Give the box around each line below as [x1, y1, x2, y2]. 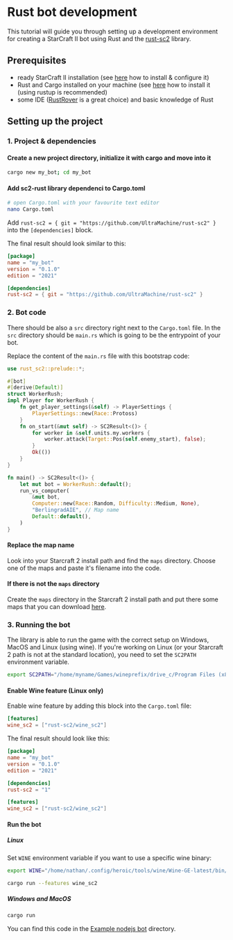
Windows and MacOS [7, 895, 71, 903]
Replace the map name [7, 541, 75, 549]
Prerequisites [7, 55, 67, 67]
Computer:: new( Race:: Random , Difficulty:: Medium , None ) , [32, 500, 200, 508]
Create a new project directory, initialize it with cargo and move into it [7, 154, 212, 162]
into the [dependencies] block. [7, 226, 94, 234]
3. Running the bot [7, 619, 71, 629]
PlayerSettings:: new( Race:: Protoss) [32, 410, 138, 417]
